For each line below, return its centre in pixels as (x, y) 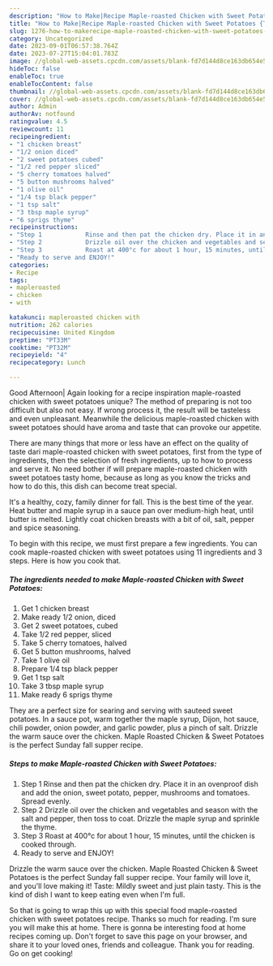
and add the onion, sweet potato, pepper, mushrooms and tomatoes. (135, 792)
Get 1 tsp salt (43, 677)
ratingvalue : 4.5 (38, 122)
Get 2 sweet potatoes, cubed (69, 625)
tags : (18, 280)
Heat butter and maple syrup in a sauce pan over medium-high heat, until (132, 511)
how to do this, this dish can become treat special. (93, 486)
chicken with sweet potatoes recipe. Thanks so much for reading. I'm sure (133, 919)
